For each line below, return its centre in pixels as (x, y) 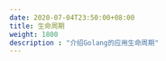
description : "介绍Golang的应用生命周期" (84, 43)
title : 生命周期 (37, 26)
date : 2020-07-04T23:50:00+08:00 (72, 17)
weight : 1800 (34, 34)
